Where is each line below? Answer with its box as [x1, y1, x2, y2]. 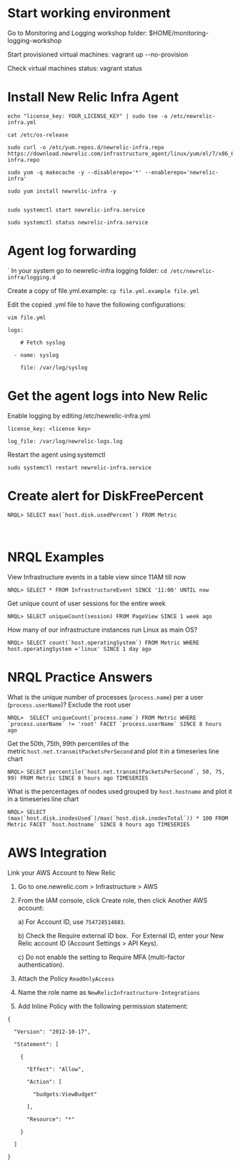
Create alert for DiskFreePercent [7, 487, 204, 504]
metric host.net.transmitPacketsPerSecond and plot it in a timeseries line [7, 747, 220, 755]
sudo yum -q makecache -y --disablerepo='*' [7, 169, 142, 176]
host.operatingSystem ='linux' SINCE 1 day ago [7, 645, 152, 652]
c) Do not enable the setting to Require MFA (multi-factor [17, 953, 186, 961]
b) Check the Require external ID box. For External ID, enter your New [17, 931, 224, 940]
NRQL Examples [7, 549, 105, 565]
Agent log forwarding [7, 243, 137, 259]
